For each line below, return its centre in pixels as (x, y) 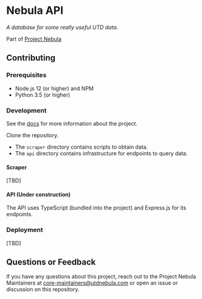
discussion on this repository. (43, 289)
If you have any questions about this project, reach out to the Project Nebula (101, 277)
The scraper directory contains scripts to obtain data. (81, 147)
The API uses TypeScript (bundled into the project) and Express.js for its (96, 208)
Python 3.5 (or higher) (43, 95)
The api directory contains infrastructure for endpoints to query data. (101, 153)
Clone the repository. (32, 135)
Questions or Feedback (51, 262)
